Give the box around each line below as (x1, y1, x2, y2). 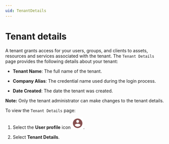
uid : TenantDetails (5, 8, 47, 13)
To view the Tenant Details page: (5, 107, 76, 114)
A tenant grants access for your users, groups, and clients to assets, (5, 47, 148, 53)
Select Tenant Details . (12, 134, 60, 140)
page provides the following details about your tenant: (5, 58, 118, 64)
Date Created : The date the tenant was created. (12, 88, 113, 94)
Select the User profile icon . (12, 124, 85, 130)
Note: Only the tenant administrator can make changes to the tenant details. (5, 97, 164, 103)
